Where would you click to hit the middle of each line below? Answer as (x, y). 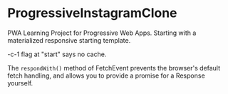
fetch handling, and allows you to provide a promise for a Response (106, 75)
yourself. (20, 83)
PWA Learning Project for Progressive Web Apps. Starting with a (102, 33)
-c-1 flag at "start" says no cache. (57, 54)
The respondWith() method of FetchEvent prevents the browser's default (114, 68)
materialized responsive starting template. (69, 40)
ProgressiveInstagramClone (92, 13)
